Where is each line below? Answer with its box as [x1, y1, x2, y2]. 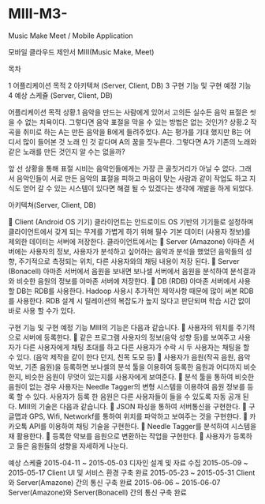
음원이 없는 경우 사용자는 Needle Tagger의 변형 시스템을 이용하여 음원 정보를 [8, 382, 246, 391]
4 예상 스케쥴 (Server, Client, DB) [8, 90, 113, 100]
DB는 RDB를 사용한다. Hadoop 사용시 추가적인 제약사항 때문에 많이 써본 [16, 286, 238, 295]
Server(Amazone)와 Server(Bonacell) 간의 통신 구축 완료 [8, 487, 187, 497]
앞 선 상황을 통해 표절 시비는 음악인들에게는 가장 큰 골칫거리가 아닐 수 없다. [8, 164, 237, 173]
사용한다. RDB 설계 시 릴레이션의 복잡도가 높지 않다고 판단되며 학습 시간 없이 [16, 295, 251, 305]
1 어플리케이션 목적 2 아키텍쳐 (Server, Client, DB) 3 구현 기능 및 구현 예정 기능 [8, 81, 252, 90]
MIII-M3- [8, 5, 69, 23]
